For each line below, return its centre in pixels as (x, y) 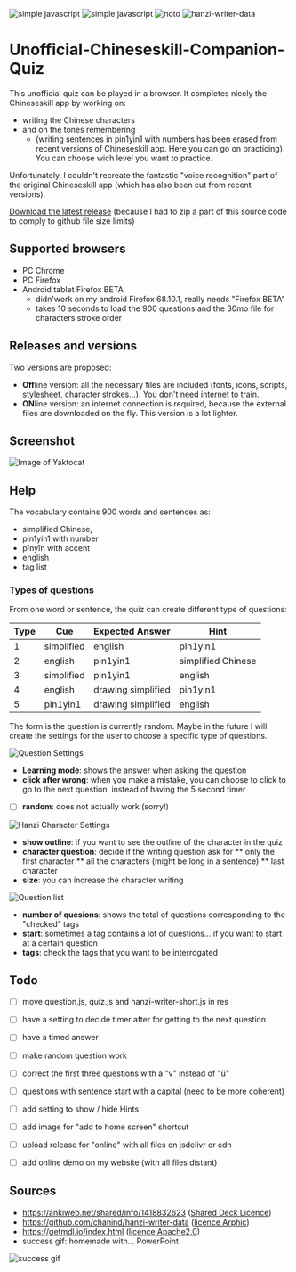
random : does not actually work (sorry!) (95, 807)
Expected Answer (132, 631)
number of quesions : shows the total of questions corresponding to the (154, 915)
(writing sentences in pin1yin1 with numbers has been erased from (156, 139)
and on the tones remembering (79, 129)
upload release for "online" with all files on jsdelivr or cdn (127, 1145)
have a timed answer (60, 1038)
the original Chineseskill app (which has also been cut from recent (130, 185)
